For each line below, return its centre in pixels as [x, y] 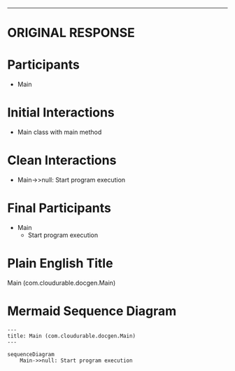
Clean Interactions [62, 160]
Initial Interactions [61, 113]
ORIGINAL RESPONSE [71, 33]
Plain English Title [60, 263]
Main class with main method [59, 132]
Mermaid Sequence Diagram [92, 311]
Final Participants [59, 208]
